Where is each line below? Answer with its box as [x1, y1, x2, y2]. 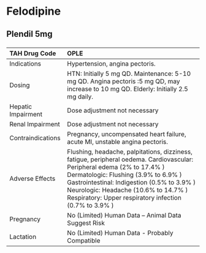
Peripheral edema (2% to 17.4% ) [67, 162, 165, 171]
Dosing [9, 81, 30, 89]
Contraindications [9, 134, 61, 142]
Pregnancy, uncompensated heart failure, [67, 130, 186, 138]
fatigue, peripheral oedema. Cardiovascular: [67, 155, 194, 164]
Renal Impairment [9, 119, 60, 128]
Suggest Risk [67, 219, 105, 227]
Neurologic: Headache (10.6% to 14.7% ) [67, 186, 188, 194]
